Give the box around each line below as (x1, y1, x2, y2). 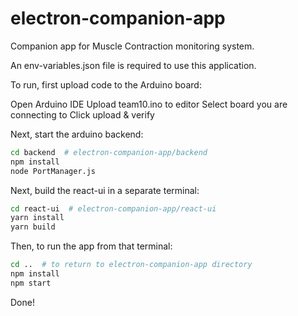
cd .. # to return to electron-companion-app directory (10, 260, 253, 270)
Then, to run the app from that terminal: (10, 240, 173, 252)
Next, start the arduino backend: (10, 128, 144, 140)
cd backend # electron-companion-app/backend (10, 147, 208, 157)
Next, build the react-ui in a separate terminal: (10, 184, 200, 196)
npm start (10, 278, 52, 288)
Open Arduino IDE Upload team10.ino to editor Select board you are (10, 98, 288, 110)
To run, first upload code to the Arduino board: (10, 78, 202, 91)
